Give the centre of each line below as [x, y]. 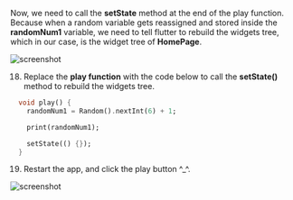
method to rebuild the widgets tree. [89, 86]
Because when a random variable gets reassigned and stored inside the [144, 23]
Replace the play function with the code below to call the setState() [151, 77]
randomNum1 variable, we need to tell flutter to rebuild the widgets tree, [145, 32]
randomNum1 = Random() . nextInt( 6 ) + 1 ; [102, 111]
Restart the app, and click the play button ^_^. [107, 169]
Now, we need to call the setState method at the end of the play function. [147, 13]
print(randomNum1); [63, 127]
